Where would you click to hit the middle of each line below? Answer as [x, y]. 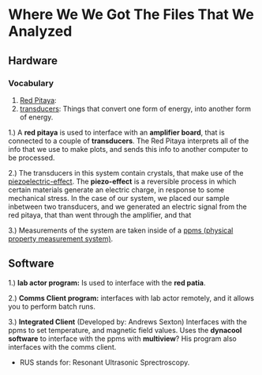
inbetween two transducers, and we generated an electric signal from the [127, 206]
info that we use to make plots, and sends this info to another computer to [128, 149]
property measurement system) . [61, 238]
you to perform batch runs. [52, 306]
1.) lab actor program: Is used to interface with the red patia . [107, 282]
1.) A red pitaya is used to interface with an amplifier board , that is [116, 132]
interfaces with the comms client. [62, 347]
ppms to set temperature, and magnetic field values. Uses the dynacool [125, 330]
